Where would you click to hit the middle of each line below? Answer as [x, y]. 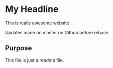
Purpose [19, 48]
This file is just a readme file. [35, 60]
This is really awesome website [37, 23]
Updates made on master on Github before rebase [57, 32]
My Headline [32, 9]
